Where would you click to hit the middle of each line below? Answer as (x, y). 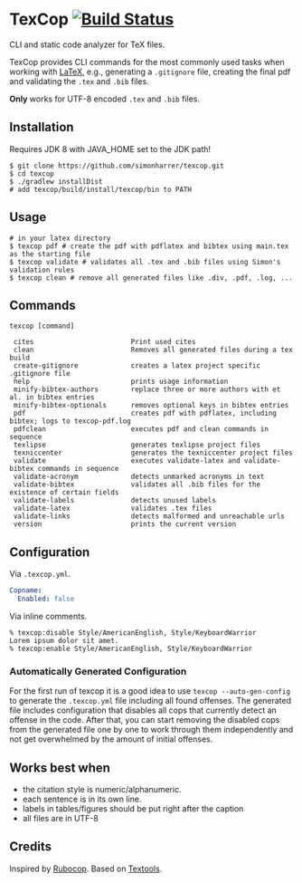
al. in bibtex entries (52, 398)
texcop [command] (42, 326)
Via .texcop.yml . (40, 574)
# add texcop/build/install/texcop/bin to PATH (101, 189)
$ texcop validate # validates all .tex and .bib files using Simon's (145, 262)
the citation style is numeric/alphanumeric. (102, 790)
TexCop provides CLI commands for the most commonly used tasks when (147, 62)
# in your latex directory (60, 238)
